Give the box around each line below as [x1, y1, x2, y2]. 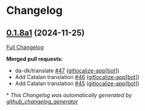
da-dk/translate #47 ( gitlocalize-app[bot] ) [14, 67, 120, 74]
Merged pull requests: [6, 55, 63, 62]
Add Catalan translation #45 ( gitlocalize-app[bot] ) [14, 80, 140, 87]
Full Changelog [6, 43, 44, 51]
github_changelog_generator [6, 98, 79, 105]
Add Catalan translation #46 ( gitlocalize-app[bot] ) [14, 74, 140, 80]
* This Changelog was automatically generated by [6, 92, 132, 98]
